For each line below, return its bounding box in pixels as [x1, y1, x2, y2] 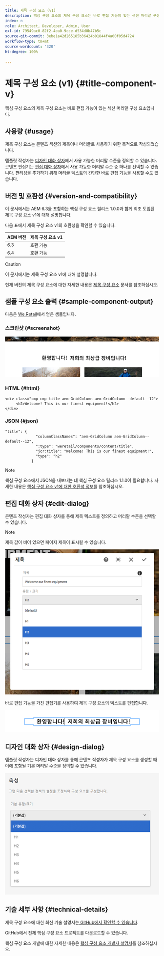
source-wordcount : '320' [5, 44, 56, 49]
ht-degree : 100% [5, 49, 38, 54]
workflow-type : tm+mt [5, 39, 49, 44]
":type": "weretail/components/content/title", [36, 444, 134, 449]
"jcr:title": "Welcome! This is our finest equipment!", [36, 449, 154, 454]
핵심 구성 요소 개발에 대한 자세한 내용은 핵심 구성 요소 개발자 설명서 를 [5, 940, 137, 946]
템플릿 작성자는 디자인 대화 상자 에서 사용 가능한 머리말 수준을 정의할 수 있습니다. [5, 157, 158, 164]
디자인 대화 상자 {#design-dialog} [5, 743, 105, 751]
